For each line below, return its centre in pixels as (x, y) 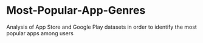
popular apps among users (40, 33)
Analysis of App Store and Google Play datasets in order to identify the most (102, 27)
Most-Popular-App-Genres (76, 10)
